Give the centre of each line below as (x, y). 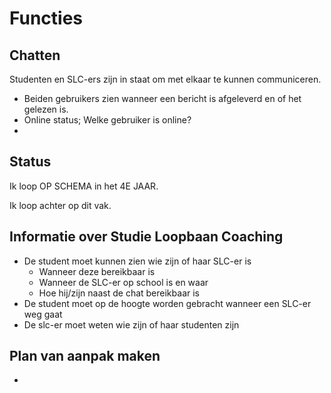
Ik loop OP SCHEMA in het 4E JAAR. (84, 186)
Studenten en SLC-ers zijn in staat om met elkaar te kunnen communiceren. (165, 79)
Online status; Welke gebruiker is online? (107, 120)
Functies (46, 18)
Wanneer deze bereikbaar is (97, 271)
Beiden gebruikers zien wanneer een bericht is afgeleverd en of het (162, 98)
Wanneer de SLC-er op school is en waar (123, 282)
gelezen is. (46, 109)
